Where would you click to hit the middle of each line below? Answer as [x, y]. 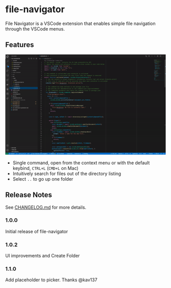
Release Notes [29, 195]
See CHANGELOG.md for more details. [46, 207]
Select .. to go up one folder [43, 179]
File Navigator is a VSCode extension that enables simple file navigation [81, 23]
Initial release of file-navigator [37, 231]
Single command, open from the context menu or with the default [81, 163]
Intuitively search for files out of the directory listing [67, 174]
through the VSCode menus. [35, 28]
